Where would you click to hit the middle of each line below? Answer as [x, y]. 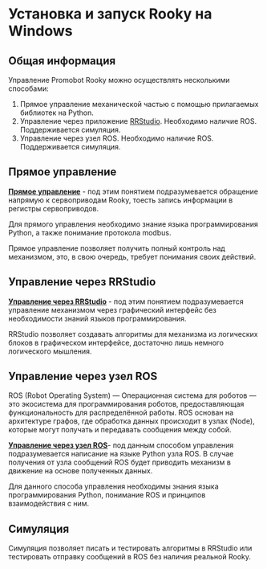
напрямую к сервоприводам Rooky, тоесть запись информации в [121, 200]
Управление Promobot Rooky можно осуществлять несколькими [119, 80]
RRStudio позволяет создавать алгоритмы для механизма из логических [133, 334]
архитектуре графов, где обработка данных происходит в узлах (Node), [131, 421]
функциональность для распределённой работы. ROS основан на [121, 413]
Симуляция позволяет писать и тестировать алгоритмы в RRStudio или [130, 548]
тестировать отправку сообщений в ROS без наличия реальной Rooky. [129, 557]
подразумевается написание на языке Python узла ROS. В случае [121, 454]
